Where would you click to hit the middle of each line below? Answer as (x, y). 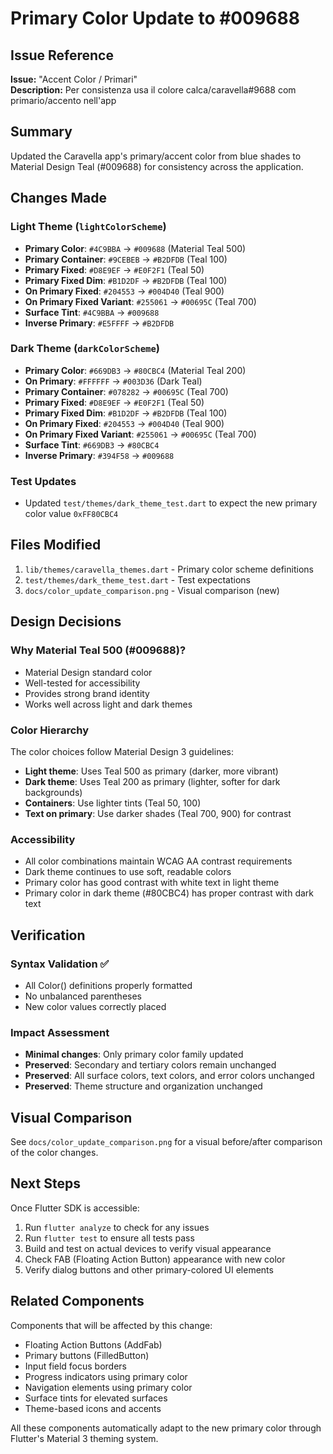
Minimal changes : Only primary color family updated (134, 1054)
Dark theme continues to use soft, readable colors (128, 872)
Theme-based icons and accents (93, 1408)
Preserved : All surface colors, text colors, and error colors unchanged (169, 1076)
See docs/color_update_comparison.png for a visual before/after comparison (166, 1141)
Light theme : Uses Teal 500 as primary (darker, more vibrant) (151, 771)
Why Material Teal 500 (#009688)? (98, 650)
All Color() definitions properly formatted (108, 985)
